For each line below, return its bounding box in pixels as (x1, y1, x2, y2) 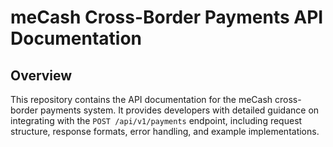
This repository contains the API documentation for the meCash (10, 94, 273, 105)
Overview (10, 67, 73, 84)
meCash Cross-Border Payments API (10, 6, 324, 29)
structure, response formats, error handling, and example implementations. (10, 126, 320, 137)
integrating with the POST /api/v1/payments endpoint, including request (10, 115, 303, 126)
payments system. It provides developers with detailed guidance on (39, 104, 320, 116)
